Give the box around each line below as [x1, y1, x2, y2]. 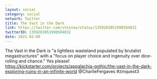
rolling [5, 58, 18, 64]
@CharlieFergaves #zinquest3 [78, 68, 139, 74]
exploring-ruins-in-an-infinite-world [5, 68, 77, 74]
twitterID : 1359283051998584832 [5, 30, 71, 35]
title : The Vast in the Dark [5, 20, 65, 26]
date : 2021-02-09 [5, 35, 41, 39]
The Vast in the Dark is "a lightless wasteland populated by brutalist [5, 47, 141, 54]
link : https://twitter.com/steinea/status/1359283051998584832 [5, 25, 137, 30]
